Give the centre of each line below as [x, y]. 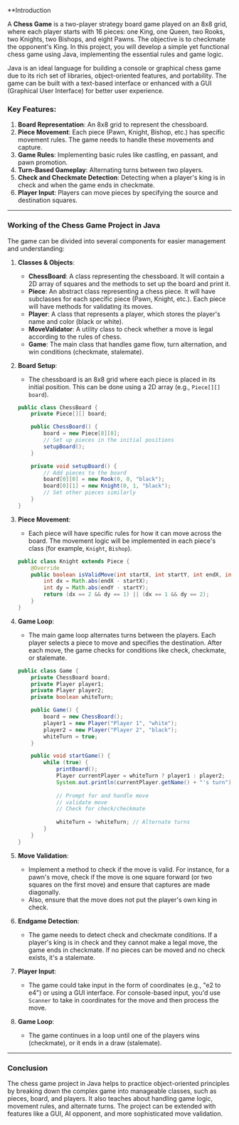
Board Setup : [37, 365]
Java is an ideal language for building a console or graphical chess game [114, 68]
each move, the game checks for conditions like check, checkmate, [127, 650]
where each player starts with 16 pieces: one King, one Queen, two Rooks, [116, 32]
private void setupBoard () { [74, 466]
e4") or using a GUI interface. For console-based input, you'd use [124, 993]
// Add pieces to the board [85, 472]
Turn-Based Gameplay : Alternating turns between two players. [111, 170]
